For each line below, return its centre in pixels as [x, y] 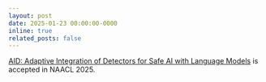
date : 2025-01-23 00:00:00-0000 [63, 23]
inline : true [30, 31]
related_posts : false [45, 38]
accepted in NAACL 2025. [52, 70]
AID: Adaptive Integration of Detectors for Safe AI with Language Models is [133, 61]
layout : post [30, 16]
